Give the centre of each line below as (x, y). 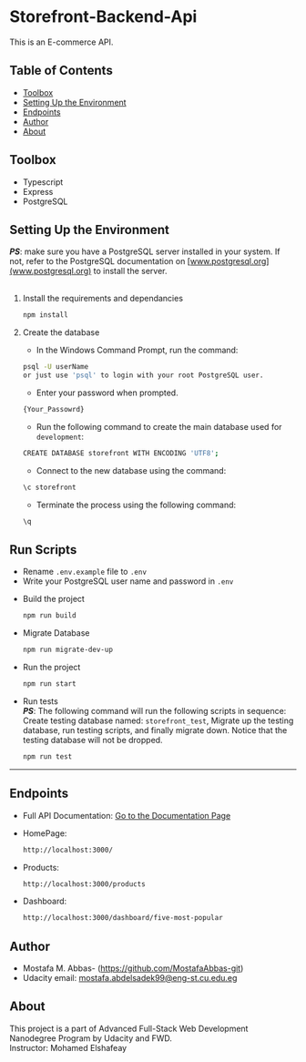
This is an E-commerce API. (61, 42)
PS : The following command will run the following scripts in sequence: (154, 710)
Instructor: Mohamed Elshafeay (68, 1047)
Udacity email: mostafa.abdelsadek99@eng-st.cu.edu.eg (130, 978)
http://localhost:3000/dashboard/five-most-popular (122, 918)
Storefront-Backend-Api (103, 17)
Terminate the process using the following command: (136, 505)
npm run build (49, 616)
